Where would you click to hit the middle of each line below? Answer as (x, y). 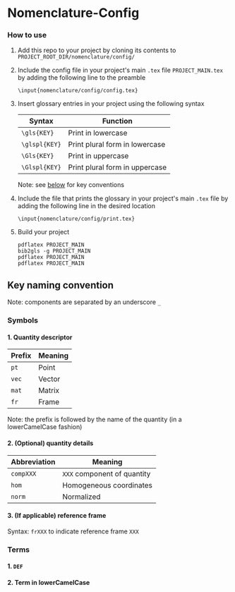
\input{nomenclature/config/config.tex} (78, 91)
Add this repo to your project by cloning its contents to (97, 50)
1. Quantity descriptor (40, 337)
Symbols (23, 320)
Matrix (49, 391)
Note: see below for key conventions (71, 185)
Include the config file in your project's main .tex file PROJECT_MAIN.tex (120, 70)
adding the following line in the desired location (86, 206)
